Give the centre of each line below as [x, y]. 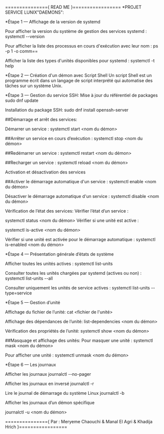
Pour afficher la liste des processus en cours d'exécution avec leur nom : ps [82, 46]
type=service [19, 293]
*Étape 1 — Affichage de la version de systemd [53, 22]
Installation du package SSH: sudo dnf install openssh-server [67, 110]
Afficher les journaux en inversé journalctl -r [49, 384]
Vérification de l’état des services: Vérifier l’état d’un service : [67, 211]
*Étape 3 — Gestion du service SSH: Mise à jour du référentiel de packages [82, 95]
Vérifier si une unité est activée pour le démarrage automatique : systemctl [80, 239]
